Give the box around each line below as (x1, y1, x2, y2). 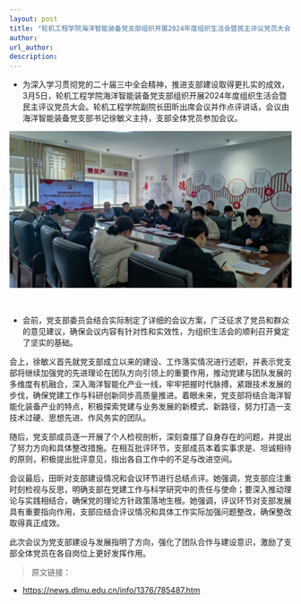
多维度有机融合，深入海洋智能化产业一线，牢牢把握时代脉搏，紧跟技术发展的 (9, 379, 292, 390)
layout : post (9, 14, 58, 23)
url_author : (9, 43, 54, 52)
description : (9, 52, 58, 62)
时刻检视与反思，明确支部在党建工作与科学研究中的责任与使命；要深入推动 (9, 484, 284, 495)
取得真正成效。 (9, 518, 64, 529)
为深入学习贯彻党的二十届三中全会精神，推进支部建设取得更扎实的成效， (21, 79, 289, 90)
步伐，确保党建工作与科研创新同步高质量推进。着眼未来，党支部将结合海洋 (9, 390, 284, 401)
